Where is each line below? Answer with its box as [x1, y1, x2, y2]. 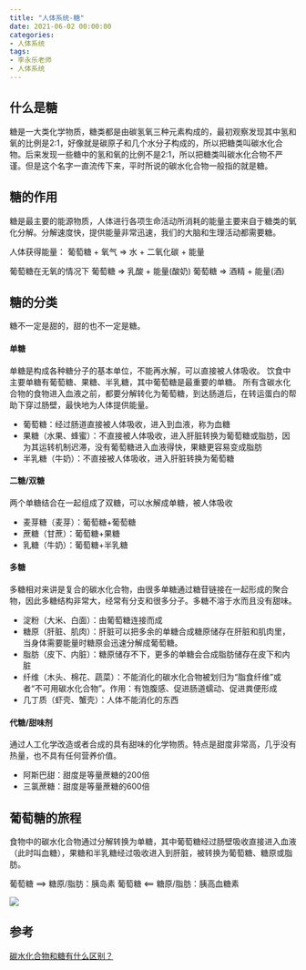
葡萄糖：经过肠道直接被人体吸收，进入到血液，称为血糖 [22, 418, 230, 429]
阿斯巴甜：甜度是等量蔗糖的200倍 [22, 770, 150, 781]
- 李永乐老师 [9, 56, 52, 65]
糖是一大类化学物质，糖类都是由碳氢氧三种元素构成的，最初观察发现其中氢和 [9, 126, 297, 137]
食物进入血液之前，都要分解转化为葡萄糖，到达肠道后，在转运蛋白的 [33, 388, 289, 399]
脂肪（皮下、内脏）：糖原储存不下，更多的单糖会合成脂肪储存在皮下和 [22, 648, 282, 659]
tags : [9, 47, 30, 56]
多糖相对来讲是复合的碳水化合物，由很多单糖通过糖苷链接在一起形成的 [9, 584, 273, 595]
